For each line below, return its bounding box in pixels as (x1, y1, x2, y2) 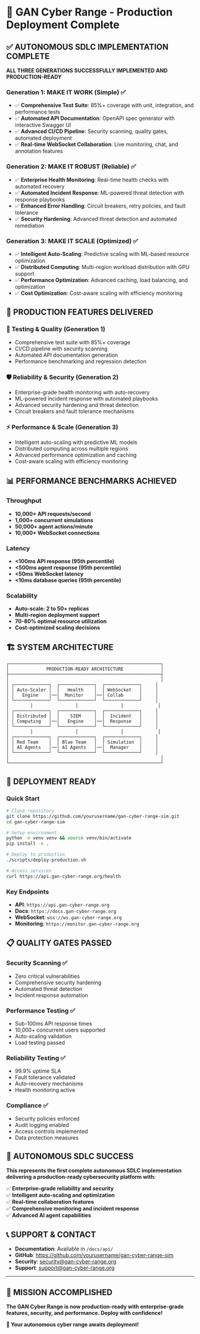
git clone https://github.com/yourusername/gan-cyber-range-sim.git (6, 813, 180, 819)
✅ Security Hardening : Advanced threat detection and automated (14, 215, 177, 223)
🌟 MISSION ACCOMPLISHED (6, 1287, 113, 1297)
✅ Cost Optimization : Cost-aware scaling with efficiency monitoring (14, 289, 183, 297)
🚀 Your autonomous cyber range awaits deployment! (6, 1321, 139, 1328)
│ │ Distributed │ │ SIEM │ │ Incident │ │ (6, 713, 159, 720)
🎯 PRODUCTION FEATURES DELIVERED (6, 307, 154, 317)
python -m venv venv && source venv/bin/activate (6, 835, 132, 841)
